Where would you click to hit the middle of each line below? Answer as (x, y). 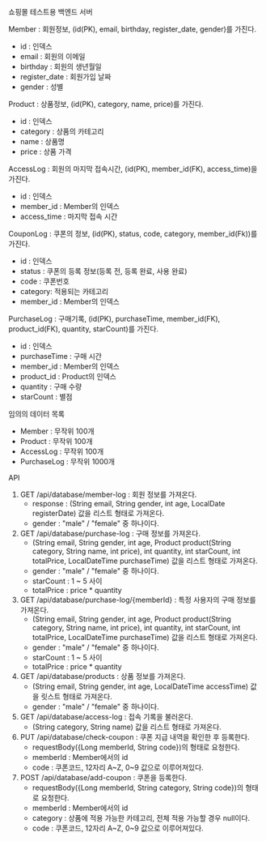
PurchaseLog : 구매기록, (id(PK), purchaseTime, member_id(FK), (114, 319)
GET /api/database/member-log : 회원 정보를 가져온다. (108, 494)
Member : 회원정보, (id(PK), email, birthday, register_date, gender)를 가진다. (133, 29)
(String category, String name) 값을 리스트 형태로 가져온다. (127, 727)
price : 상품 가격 (46, 152)
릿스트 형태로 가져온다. (77, 696)
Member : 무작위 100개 (57, 431)
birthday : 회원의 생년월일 (61, 66)
